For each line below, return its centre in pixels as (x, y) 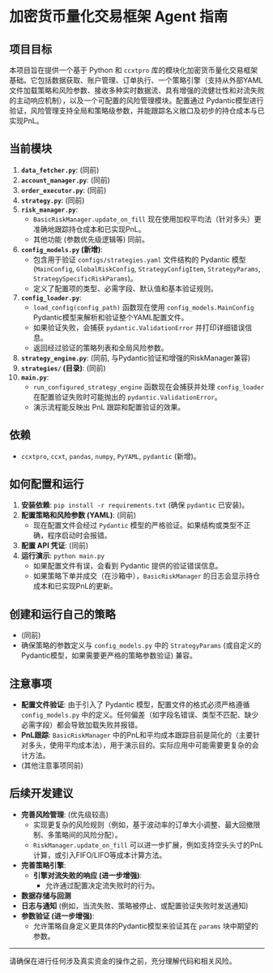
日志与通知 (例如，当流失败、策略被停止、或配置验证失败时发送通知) (134, 906)
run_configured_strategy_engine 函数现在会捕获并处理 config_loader (149, 387)
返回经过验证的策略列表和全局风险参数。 (100, 347)
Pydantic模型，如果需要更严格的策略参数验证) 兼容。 (109, 656)
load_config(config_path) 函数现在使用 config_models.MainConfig (143, 307)
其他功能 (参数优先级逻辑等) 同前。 (91, 239)
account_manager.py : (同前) (65, 180)
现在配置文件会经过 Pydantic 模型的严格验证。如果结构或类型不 (138, 525)
